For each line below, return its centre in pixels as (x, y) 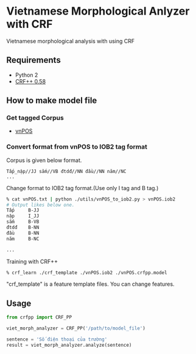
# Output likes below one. (40, 205)
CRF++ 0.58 (30, 81)
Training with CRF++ (32, 261)
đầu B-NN (23, 233)
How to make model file (52, 101)
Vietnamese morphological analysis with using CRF (71, 41)
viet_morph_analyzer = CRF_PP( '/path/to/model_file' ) (76, 328)
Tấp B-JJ (23, 211)
